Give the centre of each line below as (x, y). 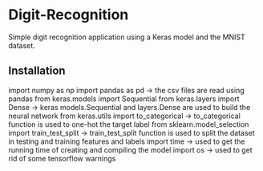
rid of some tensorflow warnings (62, 158)
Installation (37, 71)
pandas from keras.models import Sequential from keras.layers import (124, 99)
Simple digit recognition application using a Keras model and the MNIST (127, 37)
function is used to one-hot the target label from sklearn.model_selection (129, 124)
